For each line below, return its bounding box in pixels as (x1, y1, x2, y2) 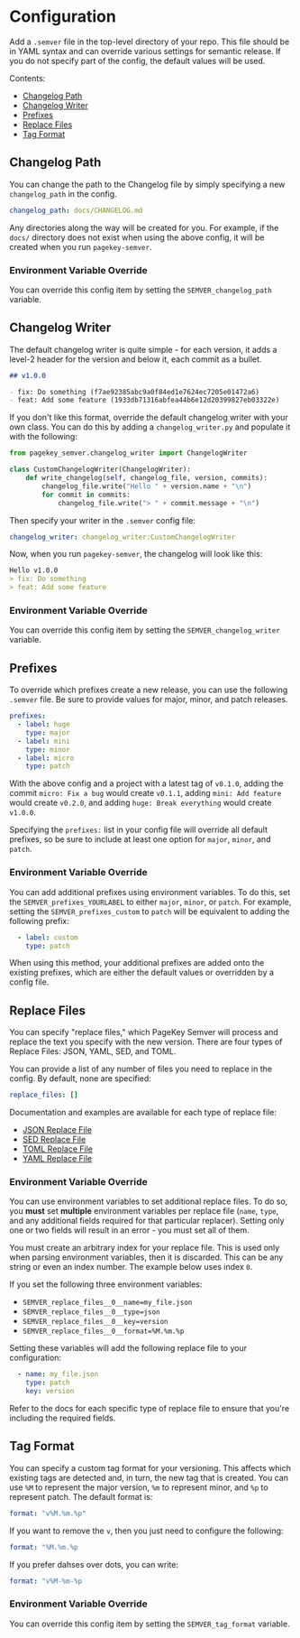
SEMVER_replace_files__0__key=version (22, 1318, 168, 1327)
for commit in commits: (41, 490, 131, 499)
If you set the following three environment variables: (9, 1279, 203, 1290)
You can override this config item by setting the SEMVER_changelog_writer (9, 625, 281, 635)
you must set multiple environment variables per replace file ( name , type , (9, 1206, 279, 1217)
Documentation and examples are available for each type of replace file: (9, 1107, 277, 1118)
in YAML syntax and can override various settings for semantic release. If (9, 45, 281, 56)
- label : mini (17, 736, 70, 745)
